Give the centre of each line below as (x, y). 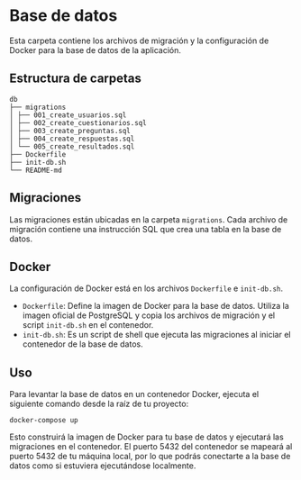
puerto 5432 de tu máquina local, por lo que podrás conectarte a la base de (150, 457)
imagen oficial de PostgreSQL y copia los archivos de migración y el (149, 315)
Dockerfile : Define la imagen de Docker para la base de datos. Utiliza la (156, 306)
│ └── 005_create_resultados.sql (72, 146)
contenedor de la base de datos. (82, 344)
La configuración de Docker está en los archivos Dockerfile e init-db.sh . (146, 288)
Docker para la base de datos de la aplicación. (96, 50)
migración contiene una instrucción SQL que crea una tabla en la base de (146, 229)
